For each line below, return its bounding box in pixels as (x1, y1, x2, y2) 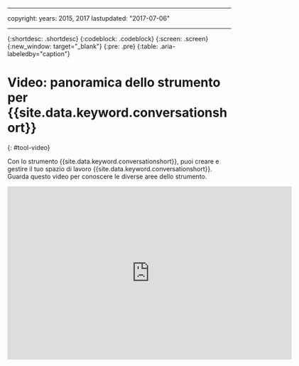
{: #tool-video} (7, 143, 51, 151)
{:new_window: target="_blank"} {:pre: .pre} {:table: (7, 42, 158, 50)
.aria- (159, 42, 175, 50)
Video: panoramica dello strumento (7, 75, 221, 91)
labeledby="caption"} (7, 50, 70, 58)
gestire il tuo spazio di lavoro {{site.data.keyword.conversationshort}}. (7, 164, 213, 173)
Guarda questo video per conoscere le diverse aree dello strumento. (7, 172, 207, 181)
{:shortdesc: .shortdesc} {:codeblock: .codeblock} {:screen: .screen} (7, 35, 209, 43)
